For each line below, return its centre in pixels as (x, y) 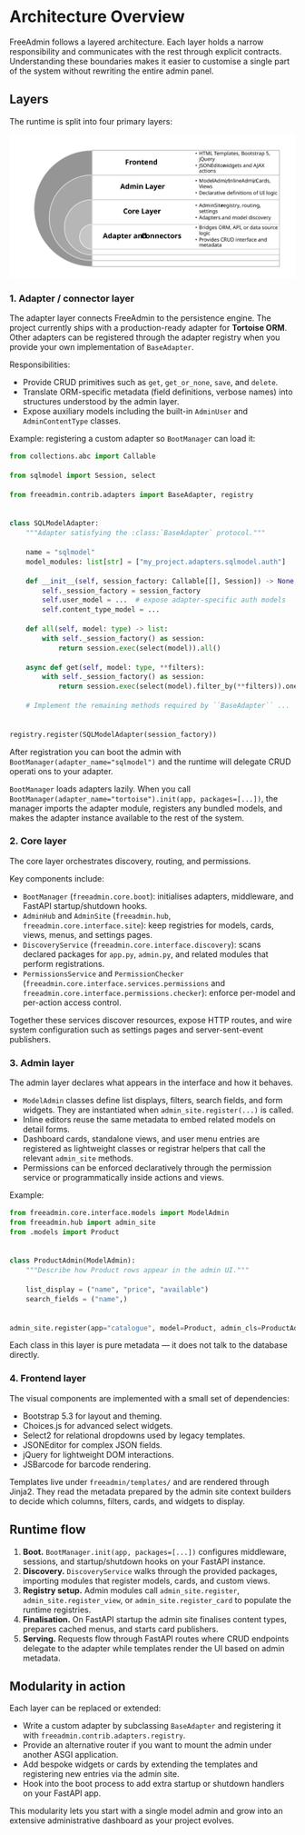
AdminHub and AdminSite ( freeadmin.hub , (97, 915)
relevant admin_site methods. (78, 1158)
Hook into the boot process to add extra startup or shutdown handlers (153, 1784)
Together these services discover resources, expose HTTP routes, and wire (151, 1020)
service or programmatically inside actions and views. (123, 1178)
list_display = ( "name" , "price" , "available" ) (117, 1290)
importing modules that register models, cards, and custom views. (146, 1581)
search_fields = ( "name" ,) (77, 1299)
